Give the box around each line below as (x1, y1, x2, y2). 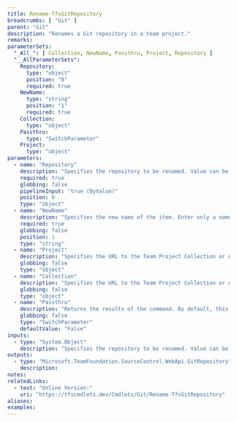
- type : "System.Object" (13, 338, 87, 346)
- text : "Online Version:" (13, 384, 93, 392)
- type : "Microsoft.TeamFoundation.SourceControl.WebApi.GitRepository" (13, 358, 232, 366)
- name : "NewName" (13, 207, 68, 215)
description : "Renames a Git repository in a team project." (7, 30, 191, 37)
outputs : (7, 351, 33, 358)
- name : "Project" (13, 246, 68, 254)
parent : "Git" (7, 23, 49, 30)
